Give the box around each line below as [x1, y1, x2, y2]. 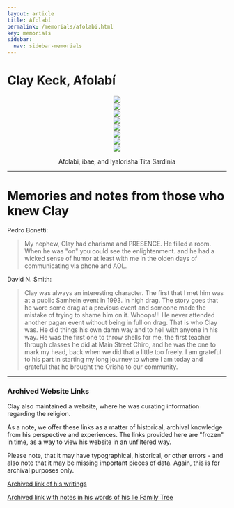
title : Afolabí [7, 17, 52, 24]
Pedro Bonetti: [7, 225, 49, 234]
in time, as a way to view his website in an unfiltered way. [7, 438, 172, 446]
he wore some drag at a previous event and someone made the [24, 303, 207, 312]
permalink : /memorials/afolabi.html [7, 23, 114, 30]
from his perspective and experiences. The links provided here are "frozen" [7, 431, 224, 439]
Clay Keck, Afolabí [7, 72, 116, 88]
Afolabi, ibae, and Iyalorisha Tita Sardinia [58, 157, 176, 166]
